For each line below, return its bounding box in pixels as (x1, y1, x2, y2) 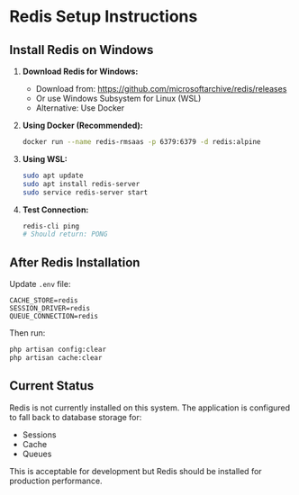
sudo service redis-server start (22, 187, 149, 197)
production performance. (9, 475, 103, 486)
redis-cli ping (22, 221, 80, 230)
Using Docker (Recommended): (22, 120, 143, 130)
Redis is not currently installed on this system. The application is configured (9, 402, 291, 413)
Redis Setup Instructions (9, 6, 198, 27)
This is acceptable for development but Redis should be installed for (9, 465, 263, 476)
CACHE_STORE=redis (9, 296, 78, 305)
